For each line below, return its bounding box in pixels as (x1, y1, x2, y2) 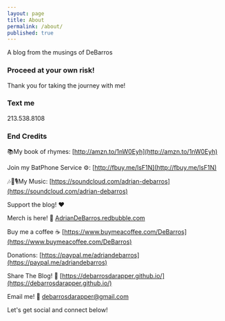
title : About (7, 17, 45, 23)
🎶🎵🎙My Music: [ (7, 177, 52, 186)
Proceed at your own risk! (7, 66, 95, 75)
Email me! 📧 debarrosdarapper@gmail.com (7, 293, 129, 301)
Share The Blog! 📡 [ (7, 272, 63, 280)
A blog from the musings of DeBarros (7, 48, 113, 57)
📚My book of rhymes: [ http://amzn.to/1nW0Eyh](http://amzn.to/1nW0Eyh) (7, 148, 218, 156)
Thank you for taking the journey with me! (7, 81, 126, 90)
